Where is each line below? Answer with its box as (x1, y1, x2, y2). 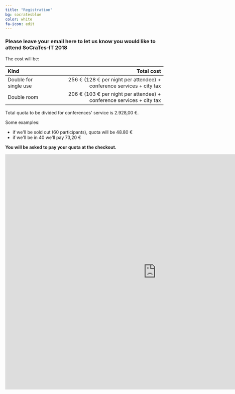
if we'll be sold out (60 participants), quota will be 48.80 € (12, 129, 133, 135)
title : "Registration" (5, 7, 53, 13)
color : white (5, 17, 33, 22)
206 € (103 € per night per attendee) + (68, 90, 161, 97)
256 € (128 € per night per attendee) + (68, 76, 161, 83)
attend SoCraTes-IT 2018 (5, 44, 68, 51)
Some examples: (5, 119, 40, 125)
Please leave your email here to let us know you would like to (5, 38, 156, 45)
